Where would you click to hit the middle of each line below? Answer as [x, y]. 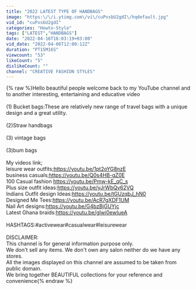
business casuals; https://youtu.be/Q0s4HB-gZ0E [66, 175]
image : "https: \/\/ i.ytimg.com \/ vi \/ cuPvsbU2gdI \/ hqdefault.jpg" [87, 17]
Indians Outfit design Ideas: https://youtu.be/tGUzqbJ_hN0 [76, 194]
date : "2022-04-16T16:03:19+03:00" [49, 39]
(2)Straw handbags [29, 125]
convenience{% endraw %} [39, 281]
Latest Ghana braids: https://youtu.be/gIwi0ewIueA [67, 213]
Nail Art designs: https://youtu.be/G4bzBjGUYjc [63, 206]
